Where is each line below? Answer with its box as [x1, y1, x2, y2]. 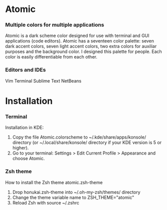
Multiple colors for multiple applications [5, 21, 104, 28]
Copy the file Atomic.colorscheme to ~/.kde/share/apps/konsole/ [12, 134, 146, 140]
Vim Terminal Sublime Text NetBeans [5, 77, 81, 83]
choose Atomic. [12, 155, 45, 161]
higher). [12, 145, 29, 151]
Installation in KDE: [5, 124, 44, 130]
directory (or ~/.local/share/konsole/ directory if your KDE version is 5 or [12, 139, 161, 145]
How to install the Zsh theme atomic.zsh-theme [5, 179, 103, 185]
